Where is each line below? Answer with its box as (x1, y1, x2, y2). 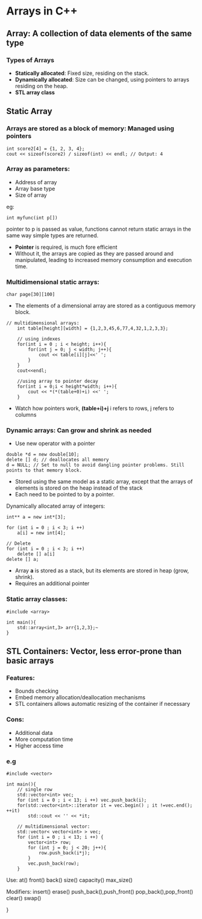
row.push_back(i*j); (38, 850, 90, 856)
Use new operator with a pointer (14, 440, 95, 447)
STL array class (14, 89, 55, 96)
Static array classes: (6, 595, 68, 603)
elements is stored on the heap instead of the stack (14, 484, 143, 492)
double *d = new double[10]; (6, 452, 80, 458)
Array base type (14, 185, 55, 192)
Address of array (14, 178, 57, 185)
